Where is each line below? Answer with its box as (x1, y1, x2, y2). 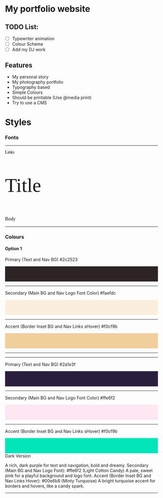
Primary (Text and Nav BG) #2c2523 (5, 256, 78, 262)
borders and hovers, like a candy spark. (5, 483, 84, 489)
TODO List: (5, 23, 39, 31)
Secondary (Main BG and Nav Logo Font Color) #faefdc (5, 290, 116, 296)
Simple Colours (12, 89, 43, 95)
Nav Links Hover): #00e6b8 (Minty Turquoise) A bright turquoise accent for (5, 478, 156, 483)
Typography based (12, 84, 50, 90)
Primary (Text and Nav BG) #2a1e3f (5, 361, 76, 367)
